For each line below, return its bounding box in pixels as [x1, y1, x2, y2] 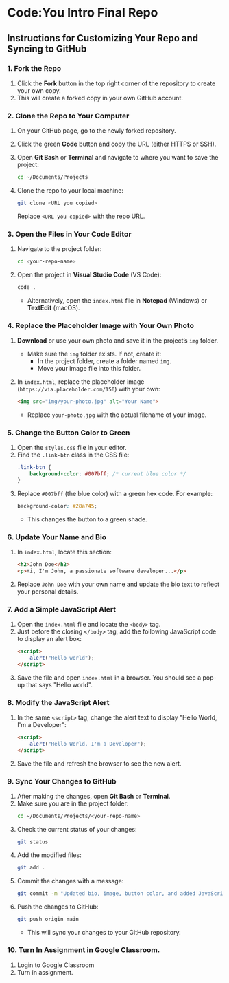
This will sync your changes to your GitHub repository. [27, 928, 182, 936]
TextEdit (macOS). [27, 303, 80, 312]
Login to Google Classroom [16, 961, 95, 969]
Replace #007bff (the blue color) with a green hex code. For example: [16, 490, 213, 498]
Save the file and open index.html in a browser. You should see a [16, 673, 201, 682]
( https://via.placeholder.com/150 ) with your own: [16, 385, 160, 393]
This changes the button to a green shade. [27, 515, 147, 523]
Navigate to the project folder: [16, 245, 102, 253]
